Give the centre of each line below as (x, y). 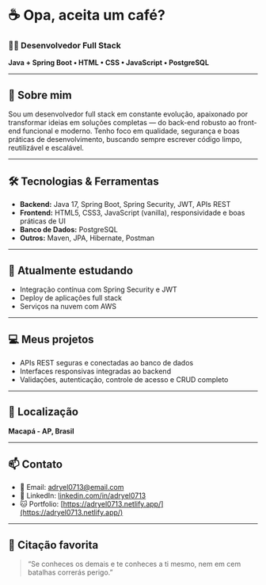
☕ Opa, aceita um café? (87, 15)
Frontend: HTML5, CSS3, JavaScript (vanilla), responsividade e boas (132, 213)
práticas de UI (42, 221)
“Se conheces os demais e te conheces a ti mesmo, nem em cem (134, 564)
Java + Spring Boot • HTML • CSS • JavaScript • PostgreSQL (109, 63)
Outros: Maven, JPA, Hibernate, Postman (87, 238)
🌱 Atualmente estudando (70, 270)
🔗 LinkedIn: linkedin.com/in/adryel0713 (83, 495)
